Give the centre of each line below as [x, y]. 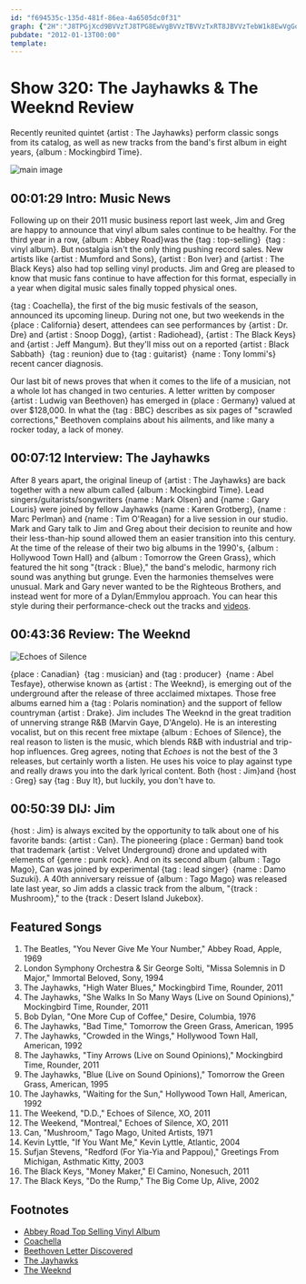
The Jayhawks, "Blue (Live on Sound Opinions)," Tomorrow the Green [154, 1075]
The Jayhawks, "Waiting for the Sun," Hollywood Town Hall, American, [155, 1094]
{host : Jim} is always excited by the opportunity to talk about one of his [145, 831]
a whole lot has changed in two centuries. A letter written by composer [143, 391]
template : [29, 43]
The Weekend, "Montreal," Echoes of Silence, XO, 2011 [126, 1123]
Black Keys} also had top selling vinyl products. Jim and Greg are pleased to [153, 268]
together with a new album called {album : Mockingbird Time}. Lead [137, 490]
